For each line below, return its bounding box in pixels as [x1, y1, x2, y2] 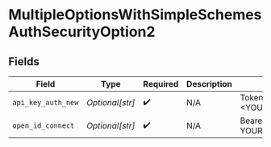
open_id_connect [12, 121, 75, 130]
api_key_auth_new [12, 98, 79, 107]
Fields [8, 55, 40, 68]
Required [143, 79, 179, 89]
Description [186, 79, 232, 89]
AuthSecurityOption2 [8, 22, 156, 41]
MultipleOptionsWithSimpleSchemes [8, 6, 262, 24]
